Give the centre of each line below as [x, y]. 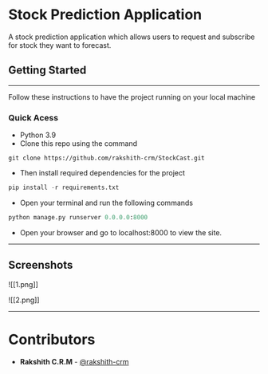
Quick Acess [33, 117]
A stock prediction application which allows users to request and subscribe [132, 37]
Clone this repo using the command [79, 144]
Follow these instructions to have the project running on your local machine [132, 96]
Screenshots [41, 265]
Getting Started [47, 71]
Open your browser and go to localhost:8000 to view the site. [120, 232]
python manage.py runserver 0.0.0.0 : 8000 [78, 217]
